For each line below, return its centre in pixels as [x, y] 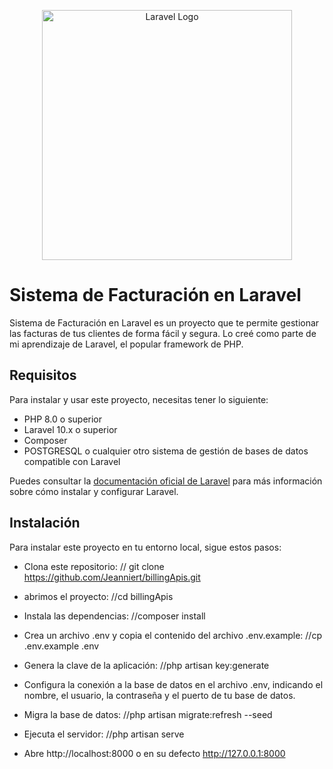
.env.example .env [61, 646]
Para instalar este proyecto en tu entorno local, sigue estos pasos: [145, 547]
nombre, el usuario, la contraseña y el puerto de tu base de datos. [159, 695]
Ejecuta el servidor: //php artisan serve [104, 734]
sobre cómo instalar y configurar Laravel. [94, 491]
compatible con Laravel [72, 461]
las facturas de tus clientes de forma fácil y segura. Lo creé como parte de [163, 333]
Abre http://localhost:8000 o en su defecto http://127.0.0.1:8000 [154, 753]
